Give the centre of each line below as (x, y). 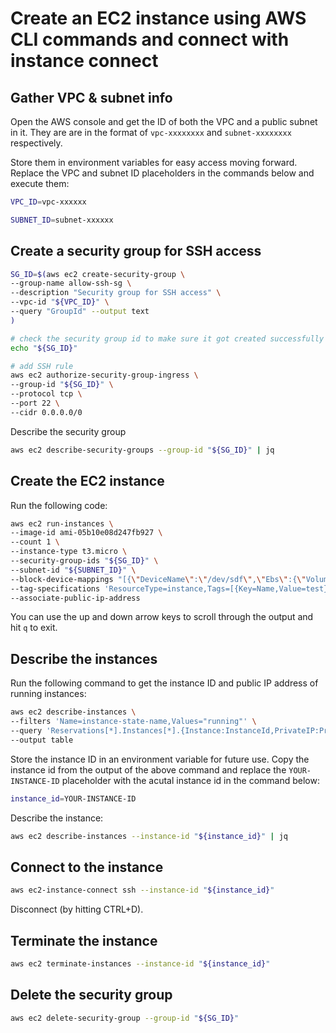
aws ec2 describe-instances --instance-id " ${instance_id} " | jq (149, 836)
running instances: (48, 694)
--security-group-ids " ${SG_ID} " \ (84, 561)
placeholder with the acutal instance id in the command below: (190, 780)
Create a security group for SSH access (136, 251)
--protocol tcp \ (46, 394)
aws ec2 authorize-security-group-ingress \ (104, 375)
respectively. (36, 143)
